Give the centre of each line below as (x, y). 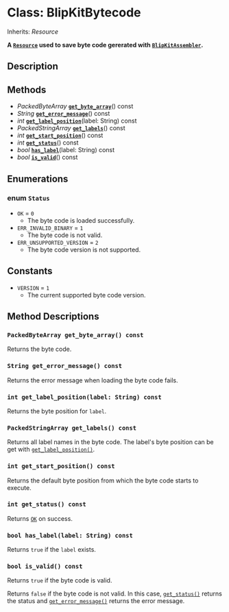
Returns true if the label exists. (51, 550)
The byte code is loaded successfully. (81, 220)
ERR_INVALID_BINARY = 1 (50, 228)
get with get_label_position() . (51, 450)
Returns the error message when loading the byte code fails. (93, 380)
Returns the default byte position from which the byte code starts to (103, 480)
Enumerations (38, 179)
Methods (27, 89)
